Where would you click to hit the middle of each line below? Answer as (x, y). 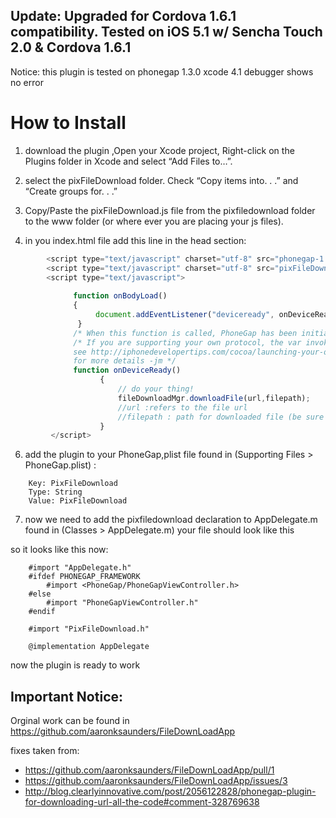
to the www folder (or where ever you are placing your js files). (154, 221)
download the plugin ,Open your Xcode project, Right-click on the (159, 150)
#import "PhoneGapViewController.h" (122, 603)
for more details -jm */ (125, 361)
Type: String (55, 492)
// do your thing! (156, 389)
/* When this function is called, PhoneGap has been (185, 333)
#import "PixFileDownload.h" (89, 629)
